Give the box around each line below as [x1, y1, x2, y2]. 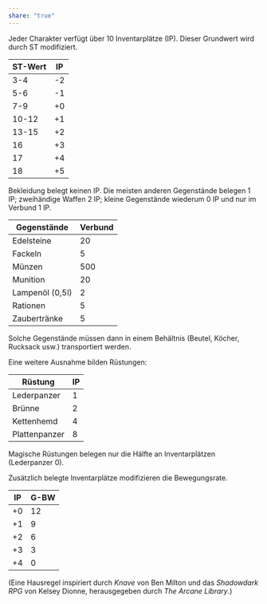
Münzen [12, 261, 43, 272]
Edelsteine [12, 235, 52, 246]
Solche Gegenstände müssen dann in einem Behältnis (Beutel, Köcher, [8, 333, 240, 343]
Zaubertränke [12, 313, 64, 324]
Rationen [12, 300, 46, 311]
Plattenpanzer [12, 428, 65, 440]
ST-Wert [12, 61, 47, 72]
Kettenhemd [12, 416, 58, 427]
